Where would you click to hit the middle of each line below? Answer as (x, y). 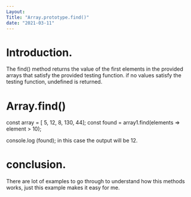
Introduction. (39, 52)
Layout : (16, 12)
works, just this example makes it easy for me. (63, 188)
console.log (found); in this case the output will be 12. (72, 141)
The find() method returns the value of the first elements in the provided (95, 69)
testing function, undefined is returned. (54, 82)
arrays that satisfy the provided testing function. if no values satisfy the (94, 75)
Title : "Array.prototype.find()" (48, 17)
